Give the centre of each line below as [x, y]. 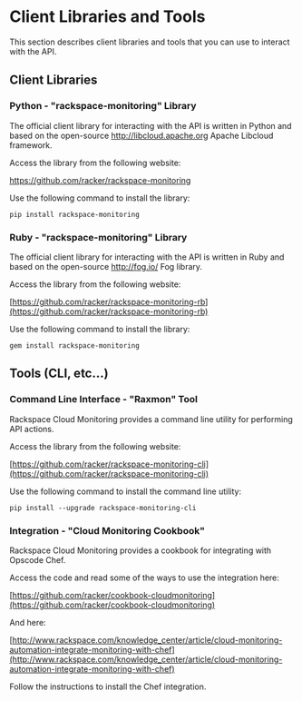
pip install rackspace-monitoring [75, 214]
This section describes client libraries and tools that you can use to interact [150, 42]
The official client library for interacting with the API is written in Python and [151, 125]
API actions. [32, 429]
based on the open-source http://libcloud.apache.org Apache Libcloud [141, 135]
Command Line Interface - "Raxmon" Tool [103, 400]
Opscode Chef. [38, 559]
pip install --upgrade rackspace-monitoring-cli [103, 508]
